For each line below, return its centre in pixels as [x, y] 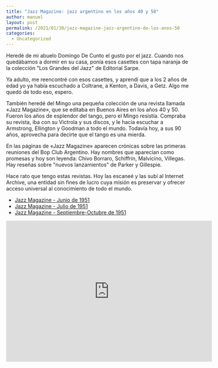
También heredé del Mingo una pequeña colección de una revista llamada [95, 103]
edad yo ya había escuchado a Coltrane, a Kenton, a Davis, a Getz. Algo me [98, 86]
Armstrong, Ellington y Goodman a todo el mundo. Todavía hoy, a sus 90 [94, 128]
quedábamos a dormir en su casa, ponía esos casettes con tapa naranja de [97, 62]
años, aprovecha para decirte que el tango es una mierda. [76, 135]
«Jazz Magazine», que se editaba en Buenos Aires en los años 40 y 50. [93, 110]
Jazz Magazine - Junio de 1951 [52, 200]
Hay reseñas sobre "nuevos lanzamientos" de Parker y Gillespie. [84, 165]
